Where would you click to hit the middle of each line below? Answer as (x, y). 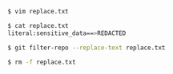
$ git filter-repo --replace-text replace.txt (86, 48)
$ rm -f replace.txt (42, 62)
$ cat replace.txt (38, 25)
